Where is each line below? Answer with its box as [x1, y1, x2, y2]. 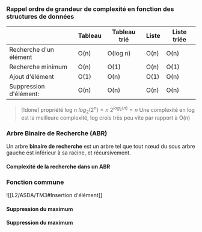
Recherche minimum [9, 63, 68, 71]
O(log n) [107, 49, 131, 58]
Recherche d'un [9, 46, 54, 54]
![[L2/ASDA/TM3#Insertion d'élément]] [6, 191, 103, 198]
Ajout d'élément [9, 73, 54, 81]
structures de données [6, 12, 75, 20]
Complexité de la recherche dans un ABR [6, 163, 111, 170]
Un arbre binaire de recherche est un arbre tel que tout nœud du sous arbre [6, 143, 195, 150]
